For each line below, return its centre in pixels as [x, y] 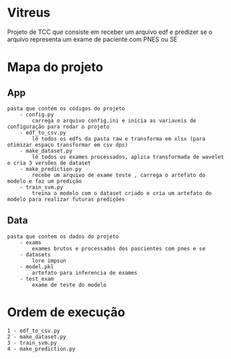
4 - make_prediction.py [41, 349]
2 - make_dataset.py [37, 337]
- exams [30, 242]
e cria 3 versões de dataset [49, 163]
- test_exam [37, 279]
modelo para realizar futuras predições [66, 199]
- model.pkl [37, 267]
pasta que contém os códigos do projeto [66, 109]
